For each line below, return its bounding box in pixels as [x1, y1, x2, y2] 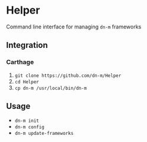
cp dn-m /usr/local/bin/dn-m [14, 85, 87, 91]
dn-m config [14, 124, 44, 130]
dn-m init [14, 118, 40, 124]
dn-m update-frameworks [14, 131, 74, 137]
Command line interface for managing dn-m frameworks [6, 23, 142, 30]
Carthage [6, 58, 34, 66]
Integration [6, 40, 49, 50]
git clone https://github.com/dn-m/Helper [14, 72, 122, 79]
